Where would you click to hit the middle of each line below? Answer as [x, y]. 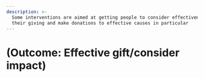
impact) [26, 65]
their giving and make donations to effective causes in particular [100, 23]
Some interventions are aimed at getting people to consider [91, 17]
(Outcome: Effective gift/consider [93, 52]
